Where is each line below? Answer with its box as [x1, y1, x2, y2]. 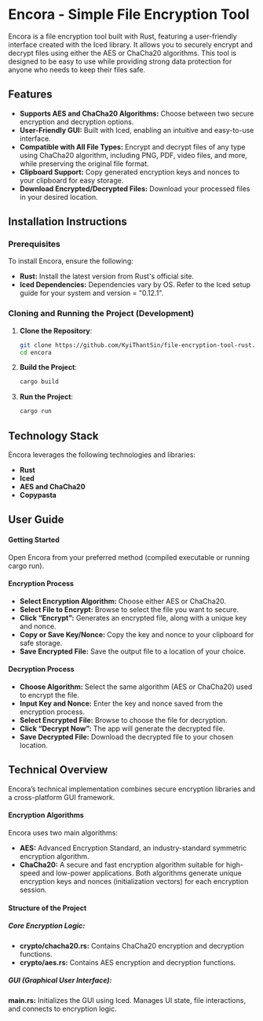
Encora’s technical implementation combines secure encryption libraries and [8, 784, 256, 794]
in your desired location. [19, 192, 98, 201]
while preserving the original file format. [19, 159, 149, 168]
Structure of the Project [8, 903, 87, 912]
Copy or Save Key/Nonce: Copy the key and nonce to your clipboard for [19, 629, 254, 639]
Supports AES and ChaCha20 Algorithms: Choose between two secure [19, 109, 254, 118]
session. [19, 885, 47, 894]
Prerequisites [8, 238, 60, 249]
